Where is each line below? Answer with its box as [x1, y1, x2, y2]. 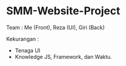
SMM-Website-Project [6, 4, 121, 18]
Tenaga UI [14, 46, 41, 54]
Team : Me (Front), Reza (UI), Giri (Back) [6, 24, 105, 31]
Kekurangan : [6, 35, 39, 42]
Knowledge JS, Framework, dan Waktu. [14, 53, 112, 60]
